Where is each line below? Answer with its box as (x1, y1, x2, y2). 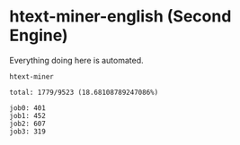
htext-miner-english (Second (9, 6, 232, 27)
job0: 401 (9, 103, 47, 113)
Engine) (9, 25, 69, 46)
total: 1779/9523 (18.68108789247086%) (9, 88, 159, 97)
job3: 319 (9, 127, 47, 136)
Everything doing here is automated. (9, 55, 144, 65)
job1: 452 (9, 111, 47, 120)
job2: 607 (9, 119, 47, 128)
